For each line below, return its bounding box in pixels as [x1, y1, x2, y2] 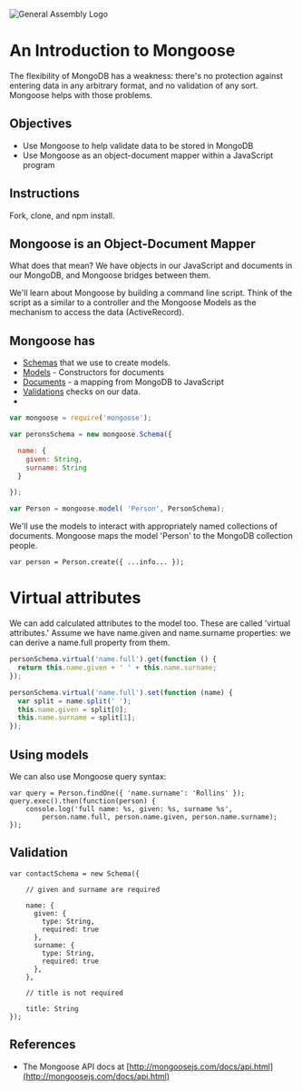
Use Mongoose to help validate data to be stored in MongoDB [22, 140, 254, 151]
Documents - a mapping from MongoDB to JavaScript [22, 377, 225, 388]
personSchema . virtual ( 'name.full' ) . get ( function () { [9, 655, 218, 664]
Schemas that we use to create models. [22, 357, 170, 368]
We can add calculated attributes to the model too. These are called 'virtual [9, 618, 291, 629]
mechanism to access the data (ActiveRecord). [9, 307, 184, 318]
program [22, 159, 55, 170]
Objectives [9, 116, 73, 132]
